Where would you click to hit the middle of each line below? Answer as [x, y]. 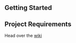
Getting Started [28, 8]
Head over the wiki [23, 36]
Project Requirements [38, 24]
